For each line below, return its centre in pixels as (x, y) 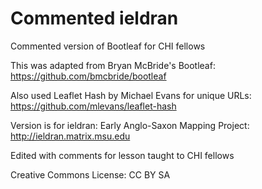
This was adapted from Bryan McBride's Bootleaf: (113, 65)
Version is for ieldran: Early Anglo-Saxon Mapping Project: (130, 125)
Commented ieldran (94, 18)
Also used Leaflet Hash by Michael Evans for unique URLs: (131, 95)
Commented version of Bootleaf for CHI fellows (108, 46)
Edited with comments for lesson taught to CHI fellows (122, 155)
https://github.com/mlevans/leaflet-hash (93, 106)
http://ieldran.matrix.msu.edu (70, 136)
